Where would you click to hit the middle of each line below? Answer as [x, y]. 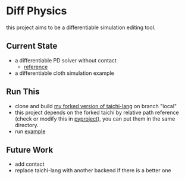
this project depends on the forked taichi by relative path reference [97, 112]
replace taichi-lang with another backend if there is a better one [93, 170]
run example [30, 131]
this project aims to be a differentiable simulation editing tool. [81, 27]
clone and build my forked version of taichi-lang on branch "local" [96, 106]
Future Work [30, 150]
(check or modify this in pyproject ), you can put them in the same [95, 119]
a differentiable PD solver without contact [66, 60]
